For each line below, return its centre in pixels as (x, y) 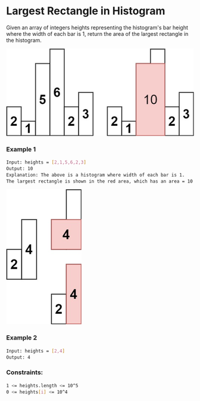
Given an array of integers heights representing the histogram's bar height (97, 27)
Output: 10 (20, 168)
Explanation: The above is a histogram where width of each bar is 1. (96, 175)
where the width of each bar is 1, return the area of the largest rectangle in (97, 33)
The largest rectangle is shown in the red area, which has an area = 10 (100, 181)
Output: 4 (18, 357)
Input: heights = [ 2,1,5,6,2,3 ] (46, 162)
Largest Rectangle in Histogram (86, 11)
